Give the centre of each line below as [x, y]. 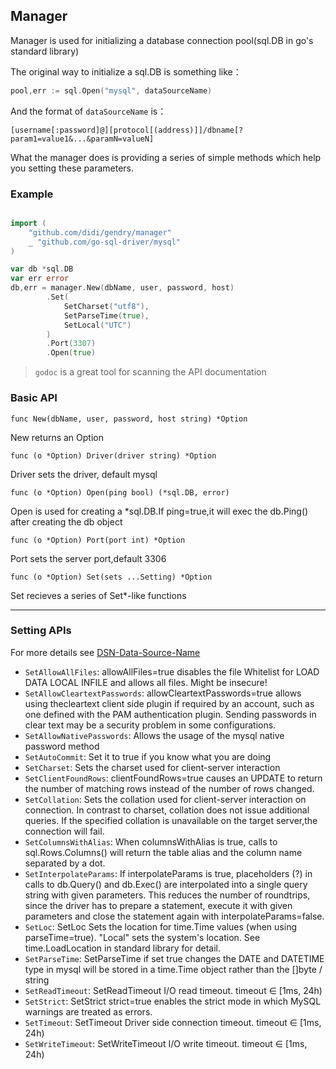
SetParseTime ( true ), [106, 315]
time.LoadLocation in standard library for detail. [122, 948]
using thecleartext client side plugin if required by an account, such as [169, 703]
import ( [28, 223]
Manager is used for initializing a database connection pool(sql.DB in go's [162, 40]
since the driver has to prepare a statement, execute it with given [158, 905]
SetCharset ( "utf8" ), [106, 306]
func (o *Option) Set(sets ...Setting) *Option [111, 577]
